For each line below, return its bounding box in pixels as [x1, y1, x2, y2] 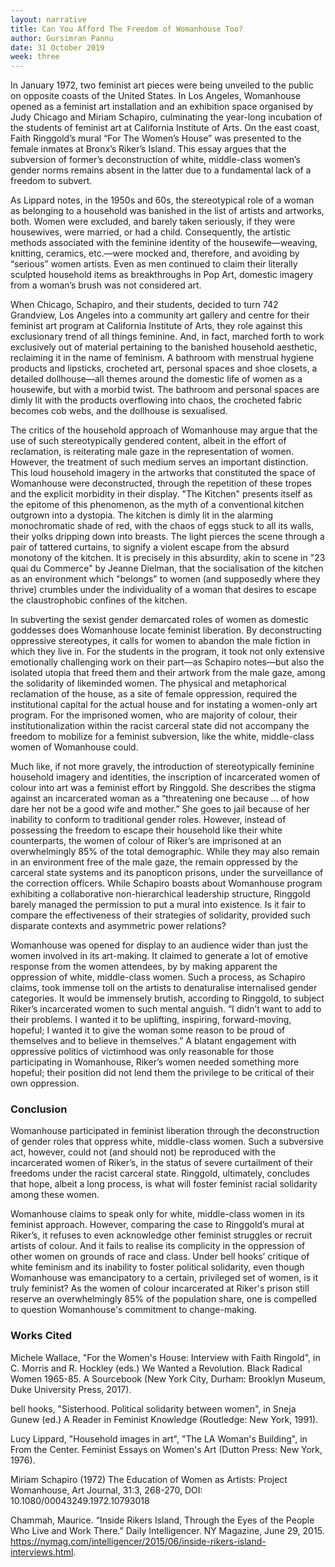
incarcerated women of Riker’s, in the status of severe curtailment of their [10, 1157, 314, 1169]
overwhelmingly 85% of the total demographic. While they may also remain [10, 846, 320, 858]
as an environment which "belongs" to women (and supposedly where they [10, 573, 321, 585]
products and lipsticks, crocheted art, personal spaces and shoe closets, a [10, 362, 318, 375]
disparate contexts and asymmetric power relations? [10, 920, 227, 932]
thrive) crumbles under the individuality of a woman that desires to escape [10, 584, 317, 596]
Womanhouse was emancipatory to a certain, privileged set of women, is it [10, 1272, 318, 1284]
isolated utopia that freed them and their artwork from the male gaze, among [10, 667, 326, 679]
